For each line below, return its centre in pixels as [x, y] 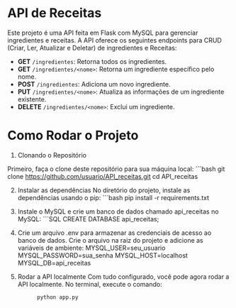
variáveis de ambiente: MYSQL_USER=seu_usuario [91, 248]
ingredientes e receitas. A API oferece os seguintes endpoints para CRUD [114, 40]
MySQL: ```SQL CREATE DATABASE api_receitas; [88, 219]
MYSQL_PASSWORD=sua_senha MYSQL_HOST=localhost [102, 255]
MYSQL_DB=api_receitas [54, 263]
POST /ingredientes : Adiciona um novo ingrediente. [94, 84]
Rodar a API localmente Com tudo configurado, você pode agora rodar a [123, 276]
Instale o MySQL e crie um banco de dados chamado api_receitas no [118, 211]
